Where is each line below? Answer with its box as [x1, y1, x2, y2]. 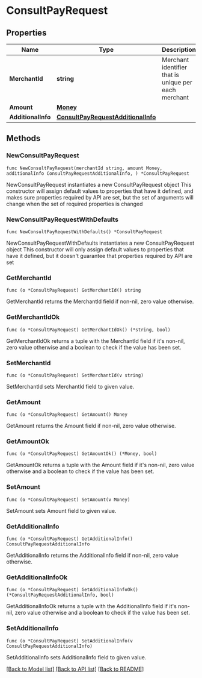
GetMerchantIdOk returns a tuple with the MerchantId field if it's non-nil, [6, 337, 185, 344]
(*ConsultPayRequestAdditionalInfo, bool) [6, 592, 114, 598]
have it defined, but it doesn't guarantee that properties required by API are [6, 252, 192, 259]
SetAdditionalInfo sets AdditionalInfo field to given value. [6, 653, 147, 661]
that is [162, 71, 179, 79]
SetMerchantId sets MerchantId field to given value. [6, 383, 135, 390]
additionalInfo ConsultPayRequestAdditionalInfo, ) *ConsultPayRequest [6, 170, 189, 177]
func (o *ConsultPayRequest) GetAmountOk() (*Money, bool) [6, 451, 158, 457]
